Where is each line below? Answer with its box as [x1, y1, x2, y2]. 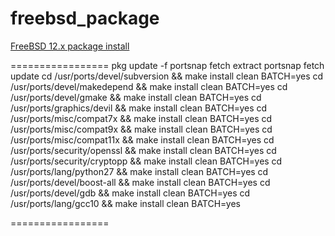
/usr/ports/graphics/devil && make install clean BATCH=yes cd [10, 102, 268, 114]
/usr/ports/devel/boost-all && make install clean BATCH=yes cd [10, 176, 271, 188]
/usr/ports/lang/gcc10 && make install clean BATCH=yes [10, 197, 241, 209]
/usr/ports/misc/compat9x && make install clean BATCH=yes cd [10, 123, 273, 135]
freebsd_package [10, 7, 160, 30]
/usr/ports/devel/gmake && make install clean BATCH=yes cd [10, 91, 262, 103]
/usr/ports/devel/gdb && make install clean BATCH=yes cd [10, 187, 251, 199]
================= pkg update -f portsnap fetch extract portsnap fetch [10, 59, 325, 71]
